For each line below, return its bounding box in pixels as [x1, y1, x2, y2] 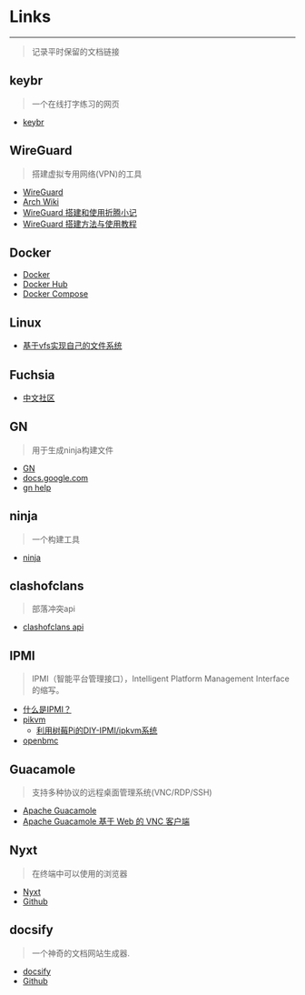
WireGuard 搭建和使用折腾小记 [22, 206, 138, 217]
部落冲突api [31, 603, 75, 615]
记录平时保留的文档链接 [31, 45, 120, 56]
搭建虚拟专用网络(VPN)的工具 [31, 168, 143, 179]
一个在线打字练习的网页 [31, 98, 120, 109]
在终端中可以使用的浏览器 [31, 868, 128, 879]
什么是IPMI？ [22, 704, 72, 715]
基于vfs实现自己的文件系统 [22, 340, 123, 351]
